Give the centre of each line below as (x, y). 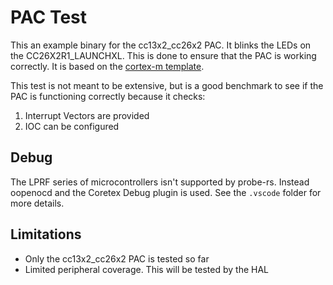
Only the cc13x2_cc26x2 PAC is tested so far (117, 258)
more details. (37, 203)
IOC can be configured (72, 126)
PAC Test (49, 17)
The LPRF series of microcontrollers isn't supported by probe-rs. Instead (160, 182)
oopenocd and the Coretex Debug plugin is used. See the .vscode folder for (166, 192)
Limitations (46, 234)
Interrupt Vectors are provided (87, 115)
